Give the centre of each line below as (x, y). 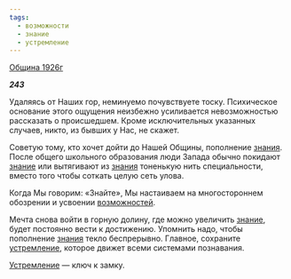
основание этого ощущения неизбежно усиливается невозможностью (144, 111)
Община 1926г (36, 68)
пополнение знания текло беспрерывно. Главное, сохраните (125, 239)
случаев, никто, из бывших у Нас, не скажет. (94, 131)
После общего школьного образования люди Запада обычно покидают (145, 157)
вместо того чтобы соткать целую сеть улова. (97, 176)
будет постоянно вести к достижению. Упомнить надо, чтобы (126, 229)
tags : (19, 17)
